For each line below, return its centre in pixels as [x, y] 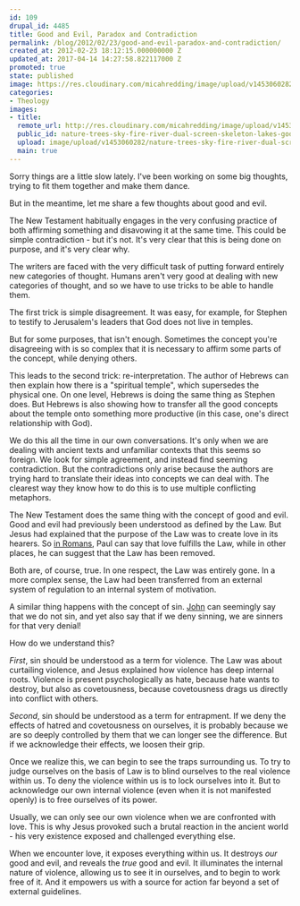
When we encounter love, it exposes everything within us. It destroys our [144, 853]
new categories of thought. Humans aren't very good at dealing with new [144, 276]
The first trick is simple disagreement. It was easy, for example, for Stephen [148, 312]
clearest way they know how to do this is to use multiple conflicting [133, 488]
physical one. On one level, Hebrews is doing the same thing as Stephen [142, 394]
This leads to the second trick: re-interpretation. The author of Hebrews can [149, 375]
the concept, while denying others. [73, 358]
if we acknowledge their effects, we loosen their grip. [107, 744]
